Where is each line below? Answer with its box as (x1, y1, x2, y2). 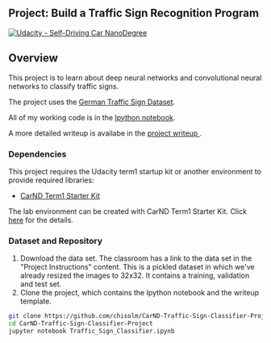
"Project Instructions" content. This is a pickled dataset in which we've (19, 262, 256, 272)
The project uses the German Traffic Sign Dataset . (8, 97, 176, 107)
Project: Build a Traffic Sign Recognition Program (8, 6, 260, 20)
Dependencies (8, 148, 67, 160)
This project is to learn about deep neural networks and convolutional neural (8, 73, 262, 82)
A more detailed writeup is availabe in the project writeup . (8, 128, 202, 138)
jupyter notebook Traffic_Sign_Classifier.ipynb (8, 327, 175, 335)
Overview (8, 52, 59, 65)
